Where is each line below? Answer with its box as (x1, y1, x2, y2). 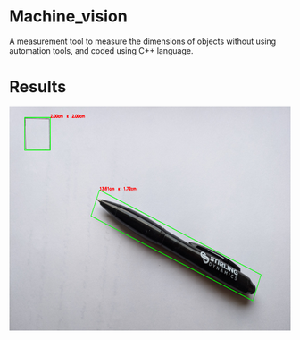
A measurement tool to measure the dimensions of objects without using (9, 36, 277, 47)
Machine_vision (9, 6, 128, 27)
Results (9, 77, 67, 98)
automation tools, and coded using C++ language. (9, 45, 194, 55)
